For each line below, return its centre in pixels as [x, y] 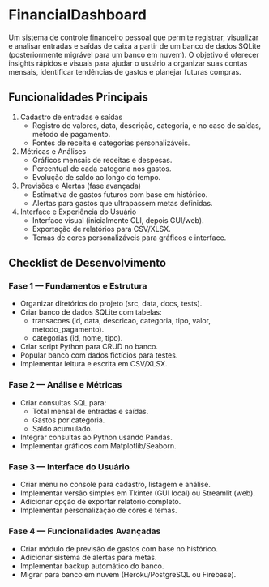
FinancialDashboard [78, 15]
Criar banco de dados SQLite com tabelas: [91, 312]
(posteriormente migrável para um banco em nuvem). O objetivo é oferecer [134, 54]
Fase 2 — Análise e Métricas [65, 385]
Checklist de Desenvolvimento [88, 263]
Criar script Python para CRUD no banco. [89, 347]
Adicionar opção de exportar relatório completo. [100, 502]
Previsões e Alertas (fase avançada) [81, 186]
